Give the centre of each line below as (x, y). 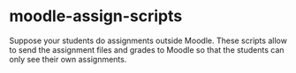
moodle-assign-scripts (96, 16)
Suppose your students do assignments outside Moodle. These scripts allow (148, 40)
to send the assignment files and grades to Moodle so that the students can (147, 49)
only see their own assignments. (68, 59)
